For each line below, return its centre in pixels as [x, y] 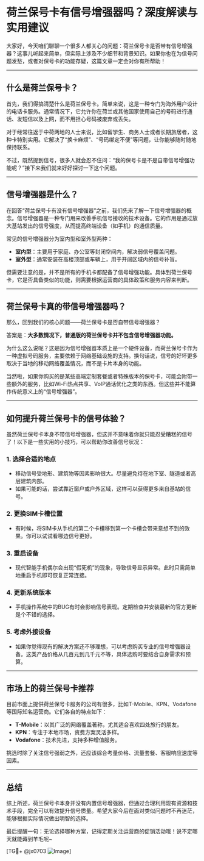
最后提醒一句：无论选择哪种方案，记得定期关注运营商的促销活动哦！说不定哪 [102, 831]
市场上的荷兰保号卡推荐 [50, 689]
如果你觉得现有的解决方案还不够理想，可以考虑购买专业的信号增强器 [100, 646]
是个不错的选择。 [36, 615]
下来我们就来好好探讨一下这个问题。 [75, 168]
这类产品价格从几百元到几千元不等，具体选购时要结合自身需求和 [106, 654]
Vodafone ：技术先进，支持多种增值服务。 [67, 740]
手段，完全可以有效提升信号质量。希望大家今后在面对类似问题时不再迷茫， [104, 811]
